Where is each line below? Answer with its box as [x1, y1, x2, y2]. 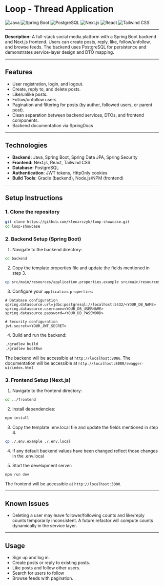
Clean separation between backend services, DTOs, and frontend [12, 112, 144, 118]
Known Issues [5, 499, 49, 508]
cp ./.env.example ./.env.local [5, 439, 71, 444]
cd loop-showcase [5, 224, 41, 229]
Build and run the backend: [12, 332, 67, 338]
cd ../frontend [5, 397, 36, 402]
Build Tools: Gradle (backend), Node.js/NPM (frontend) [12, 175, 124, 181]
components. [12, 117, 39, 123]
